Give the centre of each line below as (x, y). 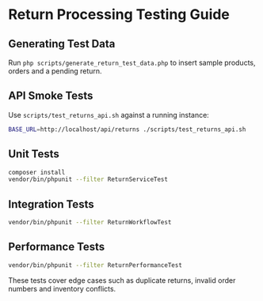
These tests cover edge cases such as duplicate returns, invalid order (122, 280)
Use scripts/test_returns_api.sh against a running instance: (109, 115)
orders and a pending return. (55, 71)
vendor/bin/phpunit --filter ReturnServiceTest (88, 179)
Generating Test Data (62, 44)
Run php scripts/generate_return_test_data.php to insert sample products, (132, 62)
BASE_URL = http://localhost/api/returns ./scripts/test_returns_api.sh (127, 129)
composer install (37, 172)
